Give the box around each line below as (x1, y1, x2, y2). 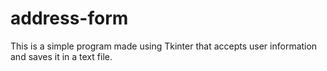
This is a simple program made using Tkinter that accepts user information (10, 40, 318, 52)
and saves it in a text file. (10, 50, 113, 62)
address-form (10, 7, 129, 30)
